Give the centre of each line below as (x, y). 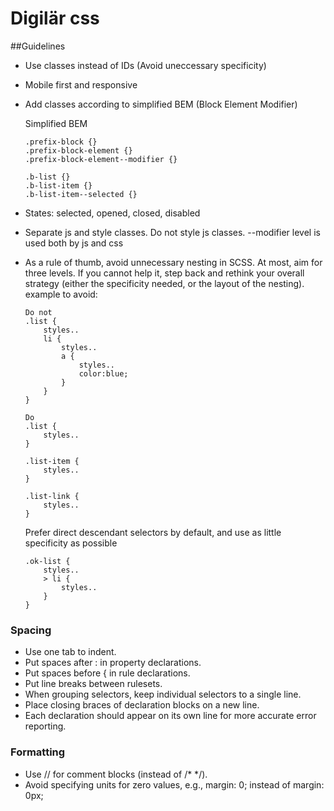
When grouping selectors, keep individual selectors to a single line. (163, 694)
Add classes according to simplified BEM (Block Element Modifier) (161, 104)
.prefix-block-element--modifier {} (101, 159)
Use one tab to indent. (70, 652)
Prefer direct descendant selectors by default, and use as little (153, 532)
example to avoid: (61, 294)
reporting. (45, 726)
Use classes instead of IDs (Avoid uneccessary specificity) (145, 65)
